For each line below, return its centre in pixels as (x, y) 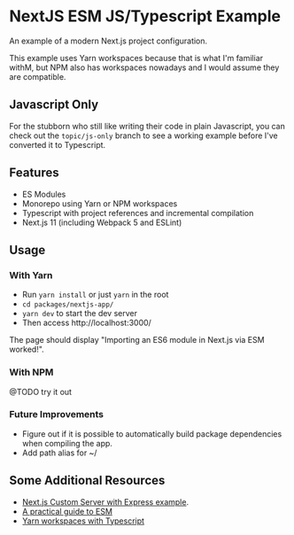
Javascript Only (54, 105)
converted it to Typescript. (58, 144)
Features (34, 173)
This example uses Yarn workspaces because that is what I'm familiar (136, 58)
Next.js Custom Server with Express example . (105, 501)
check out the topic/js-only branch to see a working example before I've (144, 136)
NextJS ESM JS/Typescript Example (145, 16)
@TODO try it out (41, 392)
